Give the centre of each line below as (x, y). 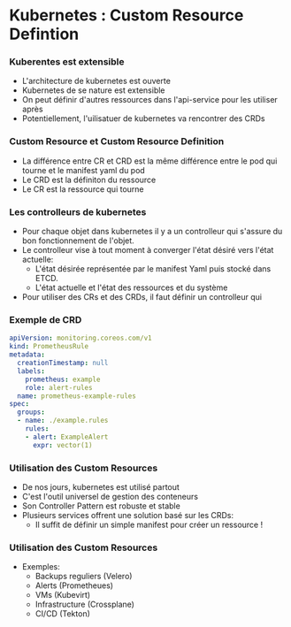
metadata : (27, 355)
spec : (19, 404)
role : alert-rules (59, 387)
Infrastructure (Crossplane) (85, 604)
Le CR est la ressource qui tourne (83, 189)
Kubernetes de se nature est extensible (93, 90)
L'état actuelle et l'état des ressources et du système (131, 287)
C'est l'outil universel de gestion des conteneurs (110, 496)
